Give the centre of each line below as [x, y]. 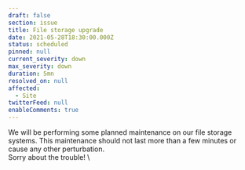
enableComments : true [44, 110]
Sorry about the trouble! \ [49, 157]
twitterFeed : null [38, 103]
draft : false [29, 15]
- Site [26, 96]
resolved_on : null [38, 81]
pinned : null [29, 52]
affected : [24, 88]
